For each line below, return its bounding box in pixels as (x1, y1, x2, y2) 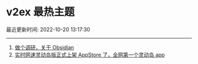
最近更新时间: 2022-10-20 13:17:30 (6, 26, 90, 33)
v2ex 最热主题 (6, 5, 75, 19)
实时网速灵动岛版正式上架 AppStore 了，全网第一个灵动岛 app (14, 51, 165, 58)
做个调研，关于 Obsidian (14, 43, 74, 50)
